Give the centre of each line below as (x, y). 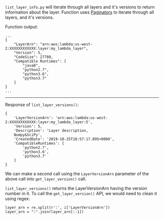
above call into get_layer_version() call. (46, 179)
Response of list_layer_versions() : (42, 105)
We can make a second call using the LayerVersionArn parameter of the (77, 174)
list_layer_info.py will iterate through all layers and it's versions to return (80, 7)
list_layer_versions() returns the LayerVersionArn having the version (76, 188)
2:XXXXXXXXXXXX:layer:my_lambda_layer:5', (49, 122)
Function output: (21, 27)
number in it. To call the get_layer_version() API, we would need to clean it (81, 193)
